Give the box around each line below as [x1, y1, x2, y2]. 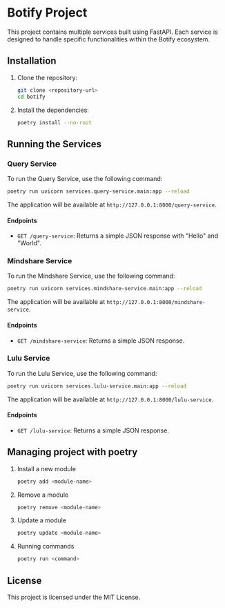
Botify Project [7, 5, 88, 21]
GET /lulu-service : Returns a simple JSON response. [17, 426, 169, 435]
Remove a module [17, 491, 69, 499]
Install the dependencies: [17, 106, 90, 114]
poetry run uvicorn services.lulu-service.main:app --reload [7, 382, 187, 390]
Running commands [17, 542, 75, 551]
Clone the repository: [17, 73, 78, 82]
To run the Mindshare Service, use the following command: [7, 272, 175, 281]
